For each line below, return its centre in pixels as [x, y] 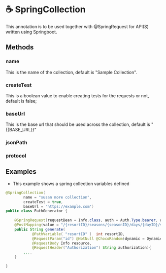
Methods [20, 47]
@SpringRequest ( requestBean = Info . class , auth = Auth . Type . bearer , [86, 220]
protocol [16, 156]
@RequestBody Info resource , [62, 243]
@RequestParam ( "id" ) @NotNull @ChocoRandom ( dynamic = [88, 238]
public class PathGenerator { [37, 211]
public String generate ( [40, 229]
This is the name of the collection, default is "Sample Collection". [71, 72]
